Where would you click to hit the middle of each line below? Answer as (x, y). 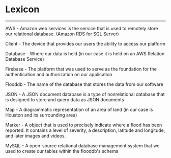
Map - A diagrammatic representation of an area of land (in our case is (79, 109)
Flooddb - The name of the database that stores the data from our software (84, 84)
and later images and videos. (36, 136)
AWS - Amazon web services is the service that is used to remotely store (82, 28)
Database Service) (25, 59)
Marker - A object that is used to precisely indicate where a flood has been (84, 125)
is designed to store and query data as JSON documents (65, 99)
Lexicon (22, 9)
